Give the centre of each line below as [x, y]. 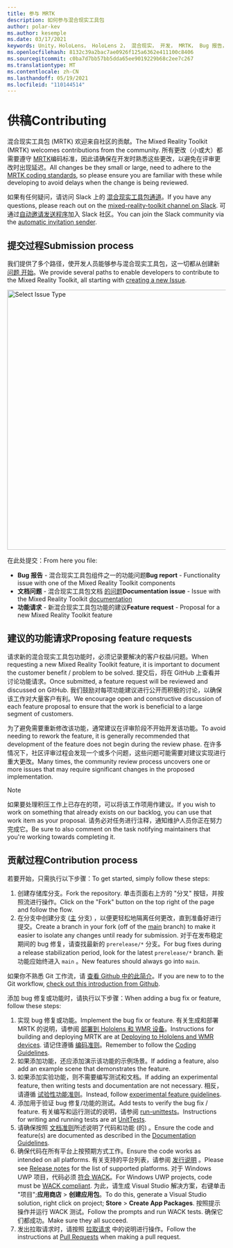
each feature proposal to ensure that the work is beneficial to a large [105, 706]
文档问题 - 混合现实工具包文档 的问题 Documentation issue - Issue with [119, 591]
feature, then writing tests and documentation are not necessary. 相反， [120, 1085]
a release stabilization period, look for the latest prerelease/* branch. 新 [120, 952]
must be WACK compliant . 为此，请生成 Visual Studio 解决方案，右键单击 [121, 1186]
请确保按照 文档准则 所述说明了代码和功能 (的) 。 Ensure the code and [115, 1127]
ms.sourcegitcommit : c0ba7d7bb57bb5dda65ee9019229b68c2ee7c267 [101, 59]
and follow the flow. [45, 910]
